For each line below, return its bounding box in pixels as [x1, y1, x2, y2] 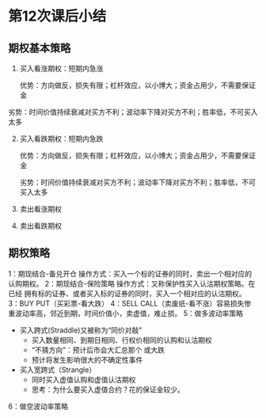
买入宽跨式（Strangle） [19, 365, 97, 374]
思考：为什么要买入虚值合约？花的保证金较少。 [31, 385, 184, 394]
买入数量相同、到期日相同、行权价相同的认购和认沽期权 [31, 335, 212, 344]
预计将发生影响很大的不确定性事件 [31, 355, 143, 364]
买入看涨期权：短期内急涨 [19, 64, 104, 73]
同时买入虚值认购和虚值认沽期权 [31, 374, 136, 384]
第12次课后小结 [8, 7, 107, 25]
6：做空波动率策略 [8, 401, 69, 411]
